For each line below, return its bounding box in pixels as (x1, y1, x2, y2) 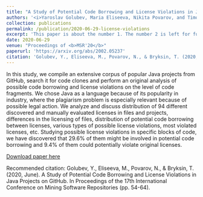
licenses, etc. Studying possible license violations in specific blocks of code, (6, 128, 197, 135)
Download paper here (6, 152, 60, 160)
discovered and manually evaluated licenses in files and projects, (6, 109, 169, 116)
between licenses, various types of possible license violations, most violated (6, 121, 197, 129)
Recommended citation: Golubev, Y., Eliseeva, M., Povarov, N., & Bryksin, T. (6, 164, 195, 172)
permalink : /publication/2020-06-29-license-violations (6, 25, 150, 32)
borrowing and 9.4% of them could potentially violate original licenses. (6, 141, 182, 148)
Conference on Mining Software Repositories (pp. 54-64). (6, 184, 150, 191)
